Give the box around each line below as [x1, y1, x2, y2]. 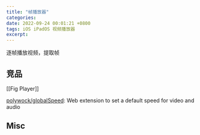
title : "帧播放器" [6, 9, 50, 15]
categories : [6, 15, 36, 21]
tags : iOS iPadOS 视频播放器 [6, 26, 76, 32]
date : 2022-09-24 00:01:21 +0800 [6, 20, 91, 26]
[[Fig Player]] [6, 85, 39, 92]
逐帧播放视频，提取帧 [6, 49, 59, 57]
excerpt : [6, 32, 28, 38]
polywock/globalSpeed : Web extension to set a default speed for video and [6, 97, 195, 104]
